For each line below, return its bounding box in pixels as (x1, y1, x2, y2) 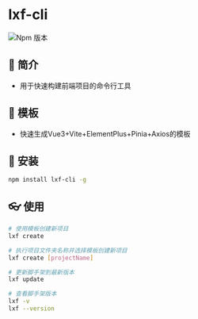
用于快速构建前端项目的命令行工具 (19, 81, 131, 90)
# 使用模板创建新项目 (8, 225, 69, 233)
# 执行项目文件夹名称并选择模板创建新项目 (8, 246, 128, 255)
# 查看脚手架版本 (8, 290, 57, 298)
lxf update (8, 275, 44, 283)
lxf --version (8, 305, 55, 313)
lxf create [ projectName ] (8, 254, 93, 262)
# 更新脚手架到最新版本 (8, 268, 75, 276)
